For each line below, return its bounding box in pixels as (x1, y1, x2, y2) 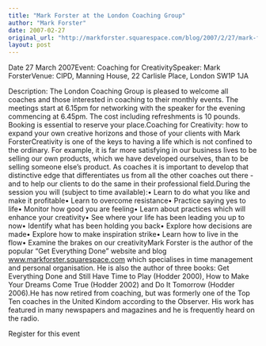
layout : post (8, 41, 51, 49)
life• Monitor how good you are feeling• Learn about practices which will (8, 204, 246, 214)
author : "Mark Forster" (8, 19, 87, 27)
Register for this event (8, 329, 81, 339)
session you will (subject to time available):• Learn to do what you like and (8, 188, 251, 197)
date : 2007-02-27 (8, 26, 66, 34)
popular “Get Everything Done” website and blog (8, 246, 167, 256)
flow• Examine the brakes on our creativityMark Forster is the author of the (8, 238, 253, 248)
